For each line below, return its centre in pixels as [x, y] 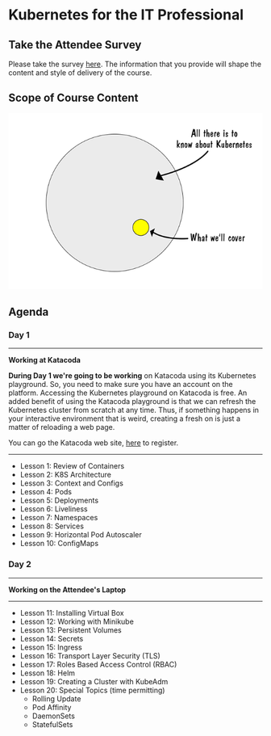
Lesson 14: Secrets [52, 638]
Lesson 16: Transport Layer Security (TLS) [90, 655]
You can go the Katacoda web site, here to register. [94, 443]
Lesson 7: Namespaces [59, 518]
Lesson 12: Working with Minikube [77, 621]
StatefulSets [52, 724]
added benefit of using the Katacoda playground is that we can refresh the [132, 402]
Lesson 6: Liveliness [54, 509]
